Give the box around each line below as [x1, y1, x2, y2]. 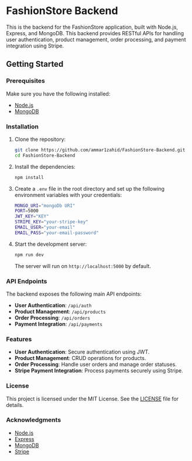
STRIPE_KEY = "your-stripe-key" [14, 219, 89, 225]
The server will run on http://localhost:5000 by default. [14, 262, 151, 269]
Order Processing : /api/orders [14, 314, 91, 321]
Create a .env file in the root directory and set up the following [14, 185, 165, 192]
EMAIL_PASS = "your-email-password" [14, 230, 99, 236]
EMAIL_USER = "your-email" [14, 225, 76, 230]
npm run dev [14, 252, 44, 257]
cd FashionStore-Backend [14, 152, 76, 158]
